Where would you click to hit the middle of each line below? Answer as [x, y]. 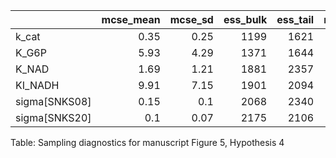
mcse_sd [191, 19]
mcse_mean [131, 19]
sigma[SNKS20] [53, 117]
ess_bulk [245, 19]
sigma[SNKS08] [53, 101]
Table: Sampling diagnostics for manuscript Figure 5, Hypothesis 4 [147, 142]
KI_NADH [37, 85]
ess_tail [295, 19]
